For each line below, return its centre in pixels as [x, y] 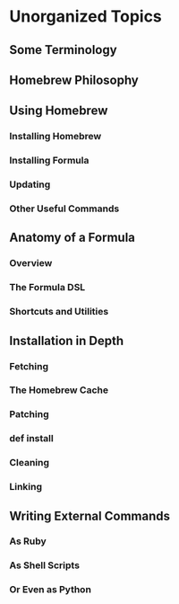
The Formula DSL [47, 288]
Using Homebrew [59, 111]
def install [31, 439]
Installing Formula [49, 161]
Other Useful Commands [64, 209]
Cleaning [30, 463]
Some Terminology [64, 50]
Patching [29, 414]
